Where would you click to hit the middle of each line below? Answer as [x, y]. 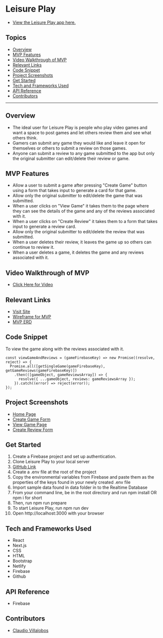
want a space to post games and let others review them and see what [82, 133]
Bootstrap [22, 561]
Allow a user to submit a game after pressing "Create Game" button [80, 185]
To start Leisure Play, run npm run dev [51, 508]
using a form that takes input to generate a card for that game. [74, 190]
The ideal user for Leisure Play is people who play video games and [80, 127]
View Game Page [30, 424]
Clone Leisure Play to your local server [51, 462]
